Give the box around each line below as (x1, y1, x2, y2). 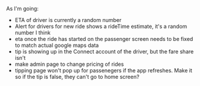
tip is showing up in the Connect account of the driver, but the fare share (14, 48, 194, 55)
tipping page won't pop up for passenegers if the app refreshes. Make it (14, 67, 192, 74)
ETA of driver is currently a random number (14, 17, 122, 23)
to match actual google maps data (14, 42, 99, 49)
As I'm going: (6, 5, 39, 12)
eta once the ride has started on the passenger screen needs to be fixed (14, 36, 193, 42)
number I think (14, 29, 51, 36)
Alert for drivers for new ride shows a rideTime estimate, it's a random (14, 23, 187, 30)
